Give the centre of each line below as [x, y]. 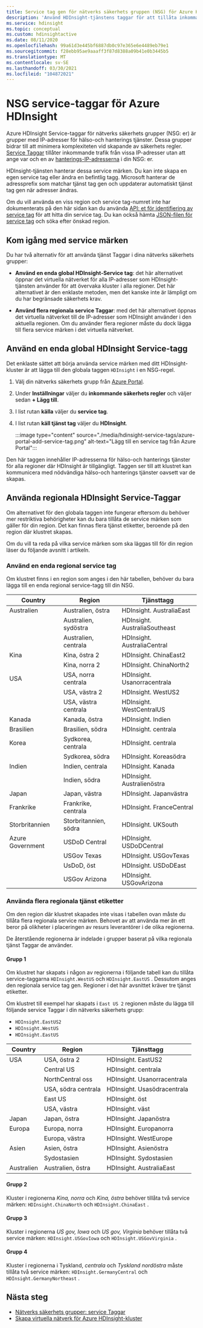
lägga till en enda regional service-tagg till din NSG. [70, 585]
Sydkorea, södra [86, 756]
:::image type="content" [45, 435]
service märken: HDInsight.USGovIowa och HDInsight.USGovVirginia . [92, 1238]
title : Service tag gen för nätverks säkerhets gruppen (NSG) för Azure [100, 12]
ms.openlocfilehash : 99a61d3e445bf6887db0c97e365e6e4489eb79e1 [88, 46]
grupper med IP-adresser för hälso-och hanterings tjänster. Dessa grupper [99, 140]
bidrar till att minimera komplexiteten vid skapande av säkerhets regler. [94, 147]
